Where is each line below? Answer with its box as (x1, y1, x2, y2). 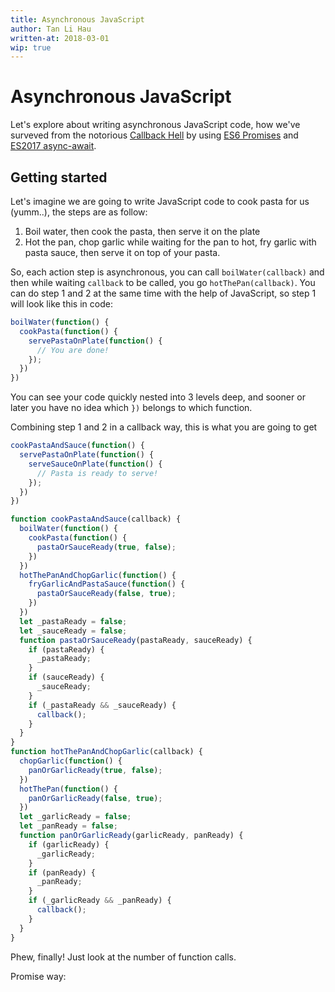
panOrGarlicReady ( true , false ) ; (28, 765, 163, 775)
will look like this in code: (10, 298, 113, 310)
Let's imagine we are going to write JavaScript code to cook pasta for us (10, 196, 310, 207)
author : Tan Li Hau (10, 24, 92, 34)
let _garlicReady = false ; (19, 812, 132, 822)
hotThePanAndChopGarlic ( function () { (19, 570, 177, 580)
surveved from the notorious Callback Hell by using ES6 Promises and (10, 129, 299, 141)
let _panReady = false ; (19, 821, 118, 831)
